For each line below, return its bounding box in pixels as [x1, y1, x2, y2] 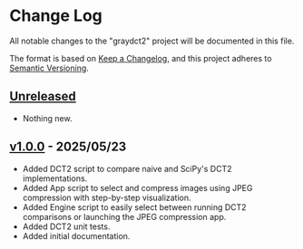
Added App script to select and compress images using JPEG [22, 182, 253, 193]
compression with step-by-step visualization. [22, 192, 192, 203]
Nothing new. [22, 112, 73, 123]
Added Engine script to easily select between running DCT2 [22, 201, 247, 213]
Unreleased [9, 89, 77, 104]
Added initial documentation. [22, 230, 131, 241]
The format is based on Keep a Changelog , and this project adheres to [9, 53, 272, 63]
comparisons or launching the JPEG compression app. [22, 211, 227, 222]
